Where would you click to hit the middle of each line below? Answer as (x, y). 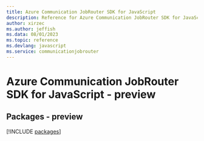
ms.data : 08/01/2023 (32, 35)
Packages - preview (45, 117)
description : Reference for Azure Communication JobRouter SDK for (93, 18)
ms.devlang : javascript (36, 46)
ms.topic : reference (32, 40)
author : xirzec (25, 23)
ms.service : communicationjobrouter (53, 52)
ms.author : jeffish (31, 29)
